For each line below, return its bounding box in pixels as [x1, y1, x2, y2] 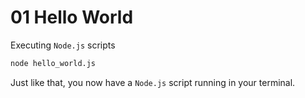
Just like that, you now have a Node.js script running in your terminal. [10, 76, 296, 88]
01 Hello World [10, 6, 134, 29]
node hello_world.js [10, 58, 97, 68]
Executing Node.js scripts [10, 39, 116, 51]
